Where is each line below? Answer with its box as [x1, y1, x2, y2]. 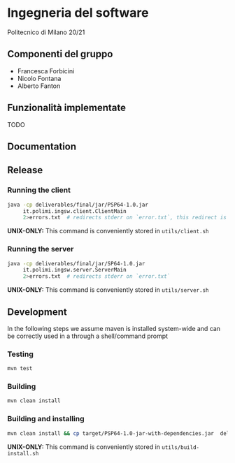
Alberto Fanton [17, 82, 61, 90]
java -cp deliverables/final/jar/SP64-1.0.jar [7, 260, 145, 267]
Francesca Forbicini [17, 66, 75, 75]
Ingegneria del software [7, 5, 149, 21]
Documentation [7, 140, 77, 152]
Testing [7, 349, 34, 359]
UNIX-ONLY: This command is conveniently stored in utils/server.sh [7, 286, 209, 294]
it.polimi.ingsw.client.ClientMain [22, 207, 127, 214]
